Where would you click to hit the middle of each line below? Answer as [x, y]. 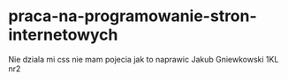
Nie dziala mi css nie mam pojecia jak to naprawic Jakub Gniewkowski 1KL [144, 59]
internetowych [63, 35]
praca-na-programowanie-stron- [133, 16]
